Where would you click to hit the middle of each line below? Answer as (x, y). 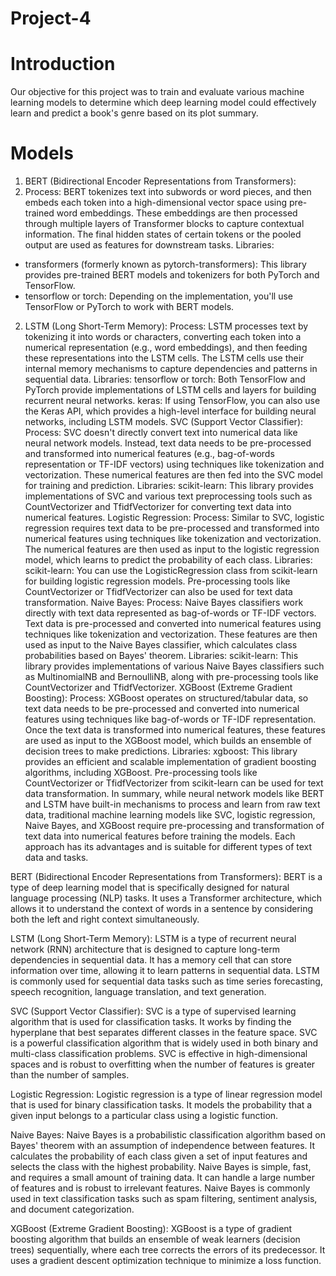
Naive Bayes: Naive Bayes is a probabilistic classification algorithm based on (168, 1135)
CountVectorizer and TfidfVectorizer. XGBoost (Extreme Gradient (158, 688)
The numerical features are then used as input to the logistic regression (172, 549)
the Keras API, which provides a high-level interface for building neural (170, 411)
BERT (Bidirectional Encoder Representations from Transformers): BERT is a (166, 877)
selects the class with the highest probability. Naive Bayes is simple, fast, (161, 1167)
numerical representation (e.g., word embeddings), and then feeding (166, 348)
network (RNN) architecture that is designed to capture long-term (145, 949)
